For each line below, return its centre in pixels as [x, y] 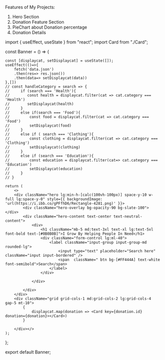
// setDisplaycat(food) [38, 126]
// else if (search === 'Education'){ [49, 156]
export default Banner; [28, 352]
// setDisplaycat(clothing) [43, 147]
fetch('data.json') [34, 69]
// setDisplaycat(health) [40, 104]
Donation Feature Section [38, 22]
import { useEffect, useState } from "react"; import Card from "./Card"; [77, 42]
